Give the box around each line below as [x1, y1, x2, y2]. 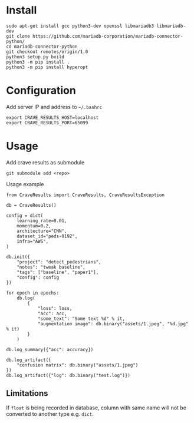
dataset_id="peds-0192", [17, 233, 78, 239]
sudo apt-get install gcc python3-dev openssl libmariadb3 [6, 23, 154, 29]
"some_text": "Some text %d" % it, [37, 316, 126, 322]
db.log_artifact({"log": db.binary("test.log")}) [6, 372, 131, 378]
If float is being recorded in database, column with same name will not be [6, 404, 187, 411]
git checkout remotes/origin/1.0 [6, 48, 88, 55]
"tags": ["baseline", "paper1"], [17, 269, 99, 275]
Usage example [6, 180, 44, 187]
